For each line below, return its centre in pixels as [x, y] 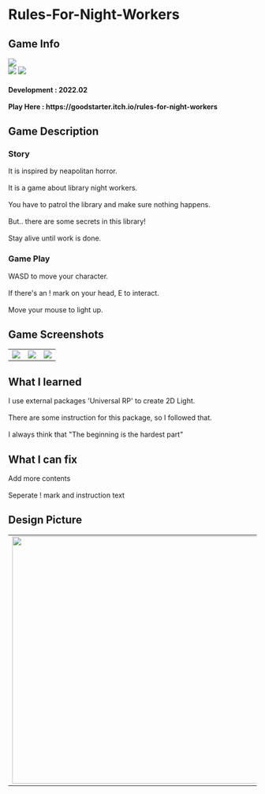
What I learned [45, 382]
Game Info [34, 44]
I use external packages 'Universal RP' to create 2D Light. [102, 401]
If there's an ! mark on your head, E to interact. [84, 293]
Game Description [54, 131]
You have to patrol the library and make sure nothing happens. [109, 205]
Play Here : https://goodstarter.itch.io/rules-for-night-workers [113, 106]
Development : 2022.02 [48, 89]
